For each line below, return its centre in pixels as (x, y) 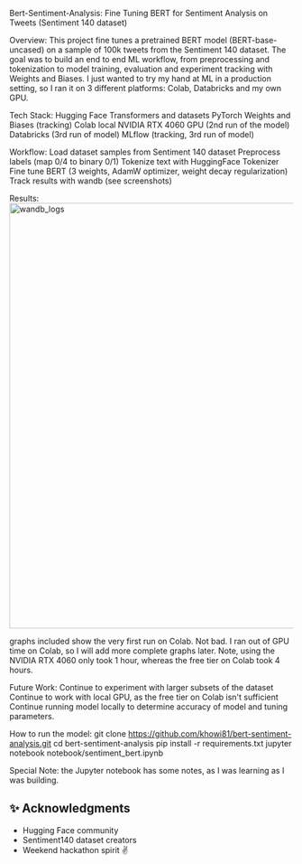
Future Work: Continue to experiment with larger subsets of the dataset (142, 687)
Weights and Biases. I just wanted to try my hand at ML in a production (141, 79)
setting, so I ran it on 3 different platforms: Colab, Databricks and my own (146, 88)
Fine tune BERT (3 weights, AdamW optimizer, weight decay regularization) (149, 171)
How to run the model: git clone (68, 734)
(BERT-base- (253, 40)
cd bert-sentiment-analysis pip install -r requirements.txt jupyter (173, 743)
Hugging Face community (70, 830)
